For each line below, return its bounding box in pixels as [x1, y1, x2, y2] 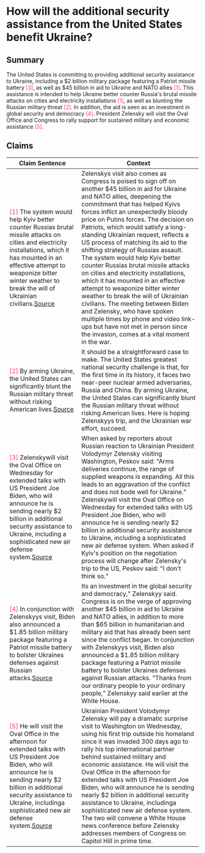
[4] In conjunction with [9, 604, 74, 613]
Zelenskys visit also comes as [81, 169, 167, 178]
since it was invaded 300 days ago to [81, 737, 189, 745]
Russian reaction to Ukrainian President [81, 442, 194, 450]
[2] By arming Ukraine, [9, 366, 75, 375]
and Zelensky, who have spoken [81, 307, 174, 315]
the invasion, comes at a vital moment [81, 329, 190, 338]
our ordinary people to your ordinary [81, 681, 185, 690]
